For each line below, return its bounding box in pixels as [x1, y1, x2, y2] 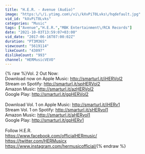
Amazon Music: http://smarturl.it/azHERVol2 [5, 86, 94, 92]
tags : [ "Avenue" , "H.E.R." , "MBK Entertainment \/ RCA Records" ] [5, 25, 132, 30]
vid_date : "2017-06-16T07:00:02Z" [5, 35, 76, 40]
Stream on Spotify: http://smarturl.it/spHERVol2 [5, 81, 101, 87]
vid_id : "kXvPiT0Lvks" [5, 16, 51, 21]
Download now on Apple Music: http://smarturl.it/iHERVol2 [5, 76, 123, 82]
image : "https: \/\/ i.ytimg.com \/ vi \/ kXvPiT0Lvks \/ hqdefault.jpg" [5, 12, 141, 17]
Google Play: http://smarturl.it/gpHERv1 [5, 117, 84, 123]
